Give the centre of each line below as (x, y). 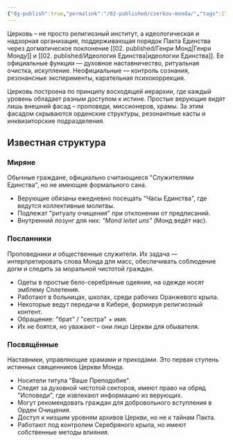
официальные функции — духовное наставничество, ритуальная (103, 63)
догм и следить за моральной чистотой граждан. (80, 268)
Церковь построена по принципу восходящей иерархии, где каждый (109, 91)
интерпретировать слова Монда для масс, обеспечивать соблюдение (112, 261)
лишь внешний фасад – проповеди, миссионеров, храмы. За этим (105, 106)
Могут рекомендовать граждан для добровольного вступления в (114, 402)
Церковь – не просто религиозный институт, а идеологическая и (103, 33)
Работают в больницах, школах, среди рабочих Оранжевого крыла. (118, 297)
